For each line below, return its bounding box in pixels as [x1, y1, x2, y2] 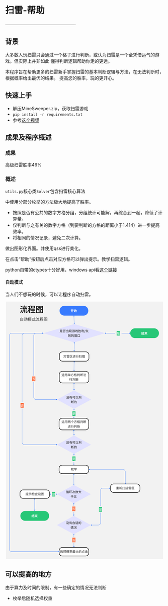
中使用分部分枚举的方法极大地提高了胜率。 [5, 199, 94, 205]
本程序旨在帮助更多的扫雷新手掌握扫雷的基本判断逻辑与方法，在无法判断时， [5, 68, 164, 74]
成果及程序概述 [5, 133, 52, 141]
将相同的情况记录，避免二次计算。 [12, 234, 83, 240]
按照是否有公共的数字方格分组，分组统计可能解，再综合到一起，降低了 [12, 209, 158, 215]
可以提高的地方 [5, 570, 52, 579]
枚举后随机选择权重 [12, 595, 53, 601]
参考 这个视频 [12, 117, 39, 123]
